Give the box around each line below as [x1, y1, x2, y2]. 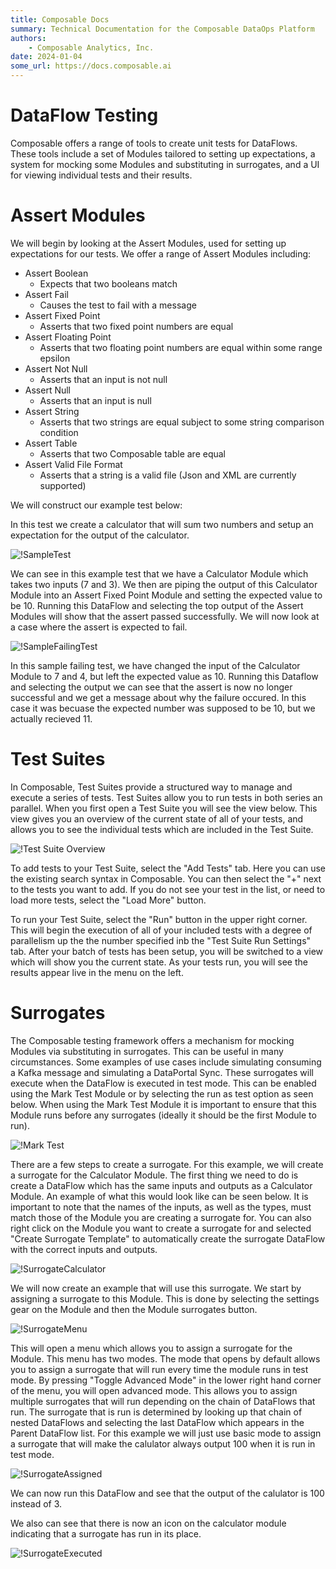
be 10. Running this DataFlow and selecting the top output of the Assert [10, 599, 304, 611]
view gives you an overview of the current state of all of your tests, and [10, 812, 304, 825]
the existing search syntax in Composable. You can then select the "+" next [10, 872, 322, 885]
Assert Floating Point [24, 331, 112, 343]
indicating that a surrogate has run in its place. [10, 1527, 202, 1540]
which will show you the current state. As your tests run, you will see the [10, 956, 308, 968]
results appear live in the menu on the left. [10, 966, 184, 978]
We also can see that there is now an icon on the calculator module [10, 1517, 287, 1529]
